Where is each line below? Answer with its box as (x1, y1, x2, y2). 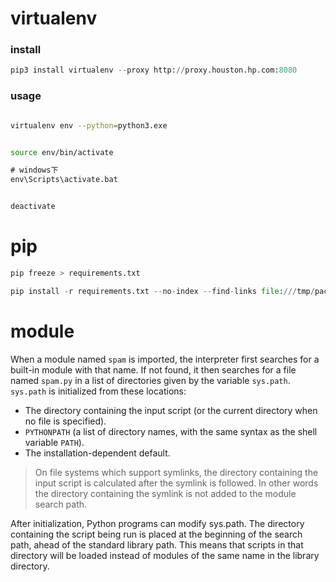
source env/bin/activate (10, 147, 114, 157)
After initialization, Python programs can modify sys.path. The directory (10, 517, 305, 529)
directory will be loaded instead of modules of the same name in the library (10, 549, 320, 561)
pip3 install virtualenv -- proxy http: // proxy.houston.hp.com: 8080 (10, 65, 298, 76)
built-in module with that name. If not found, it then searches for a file (10, 363, 297, 376)
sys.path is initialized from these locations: (10, 385, 187, 397)
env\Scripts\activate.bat (10, 175, 118, 185)
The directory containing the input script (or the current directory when (24, 404, 318, 416)
